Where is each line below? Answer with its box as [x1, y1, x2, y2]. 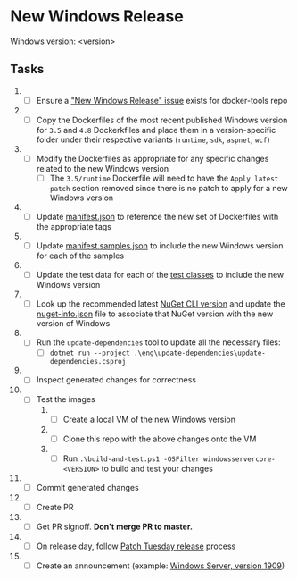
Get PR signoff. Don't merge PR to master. [36, 521, 193, 532]
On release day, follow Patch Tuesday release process [36, 541, 236, 551]
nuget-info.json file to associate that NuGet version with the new [36, 308, 274, 319]
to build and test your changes [101, 463, 213, 474]
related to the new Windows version [36, 163, 169, 173]
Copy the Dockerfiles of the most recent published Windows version [36, 114, 288, 125]
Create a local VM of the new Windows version [62, 414, 235, 424]
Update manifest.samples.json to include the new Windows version [36, 240, 284, 251]
